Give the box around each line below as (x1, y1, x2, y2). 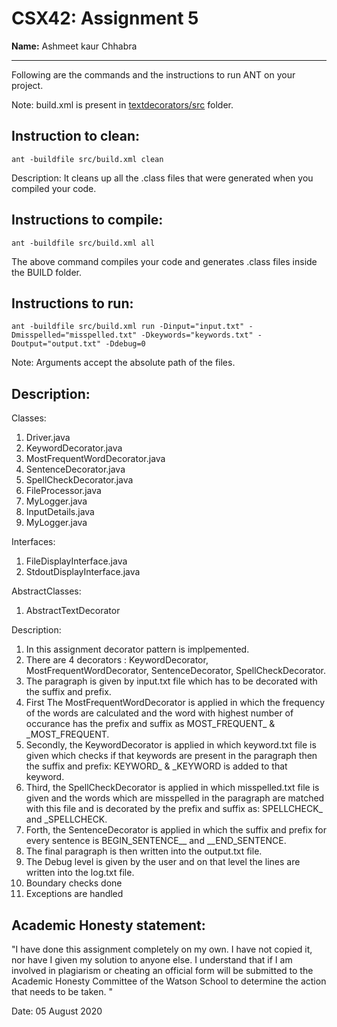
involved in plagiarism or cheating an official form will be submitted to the (11, 965, 314, 976)
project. (11, 79, 44, 91)
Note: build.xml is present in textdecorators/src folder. (11, 98, 234, 111)
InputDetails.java (25, 506, 95, 518)
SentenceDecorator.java (25, 463, 126, 476)
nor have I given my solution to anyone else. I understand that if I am (11, 954, 293, 966)
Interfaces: (11, 536, 56, 548)
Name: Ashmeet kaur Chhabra (11, 40, 138, 52)
